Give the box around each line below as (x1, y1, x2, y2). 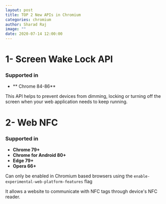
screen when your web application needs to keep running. (5, 98, 128, 105)
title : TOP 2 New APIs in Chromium (5, 12, 81, 17)
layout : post (5, 7, 33, 13)
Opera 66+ (12, 162, 37, 169)
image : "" (5, 27, 27, 32)
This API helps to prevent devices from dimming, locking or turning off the (5, 93, 161, 99)
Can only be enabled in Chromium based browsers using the (5, 173, 133, 179)
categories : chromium (5, 17, 52, 22)
